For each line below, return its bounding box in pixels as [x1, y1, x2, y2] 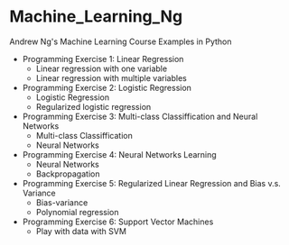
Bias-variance [35, 196, 89, 208]
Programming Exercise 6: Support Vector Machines [22, 216, 214, 227]
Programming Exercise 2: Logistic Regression [22, 82, 192, 93]
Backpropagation [35, 168, 100, 179]
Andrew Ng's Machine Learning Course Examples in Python [9, 36, 232, 47]
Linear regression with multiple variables [35, 72, 187, 83]
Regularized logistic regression [35, 101, 152, 112]
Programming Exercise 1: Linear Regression [22, 53, 184, 64]
